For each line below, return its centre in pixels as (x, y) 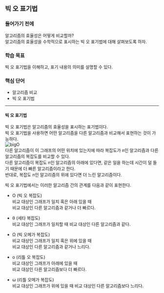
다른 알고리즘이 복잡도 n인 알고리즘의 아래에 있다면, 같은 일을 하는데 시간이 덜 (79, 163)
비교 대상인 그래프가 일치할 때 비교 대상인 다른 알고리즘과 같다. (71, 224)
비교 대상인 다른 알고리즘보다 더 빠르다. (49, 270)
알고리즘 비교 (25, 92)
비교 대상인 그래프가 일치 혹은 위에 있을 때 (52, 241)
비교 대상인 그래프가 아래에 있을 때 (45, 263)
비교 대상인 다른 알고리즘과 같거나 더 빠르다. (54, 208)
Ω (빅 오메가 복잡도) (31, 235)
